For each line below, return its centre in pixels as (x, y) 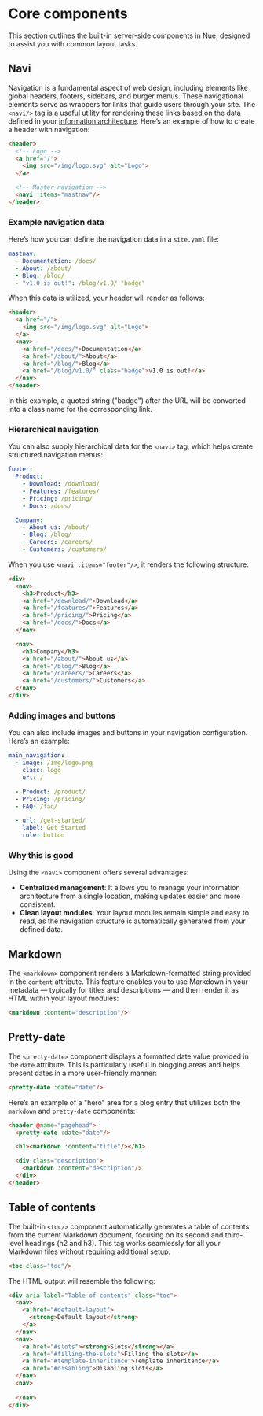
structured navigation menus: (56, 455)
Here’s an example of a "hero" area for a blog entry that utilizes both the (124, 1102)
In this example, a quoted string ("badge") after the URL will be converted (127, 401)
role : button (44, 835)
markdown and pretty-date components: (72, 1111)
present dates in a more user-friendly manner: (83, 1073)
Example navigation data (56, 222)
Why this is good (41, 855)
